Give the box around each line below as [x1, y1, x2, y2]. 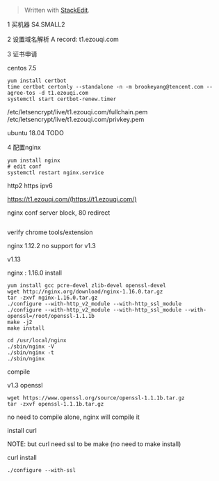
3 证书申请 [7, 50, 38, 58]
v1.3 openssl [7, 381, 43, 389]
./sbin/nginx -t [7, 349, 54, 356]
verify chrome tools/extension [7, 228, 93, 236]
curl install [7, 453, 37, 461]
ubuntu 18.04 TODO [7, 129, 64, 137]
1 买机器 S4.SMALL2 [7, 20, 65, 29]
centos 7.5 [7, 64, 37, 72]
